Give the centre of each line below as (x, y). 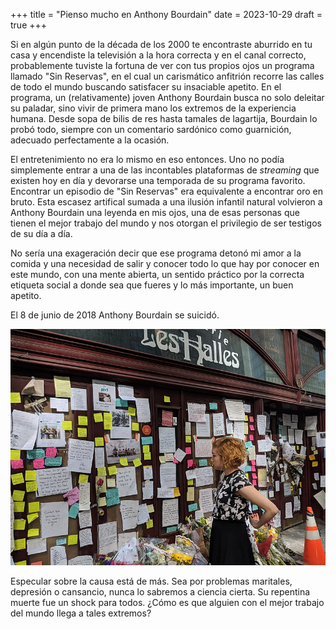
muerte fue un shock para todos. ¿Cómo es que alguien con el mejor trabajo (167, 602)
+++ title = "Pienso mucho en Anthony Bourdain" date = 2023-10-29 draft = (166, 14)
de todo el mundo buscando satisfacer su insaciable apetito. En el (146, 87)
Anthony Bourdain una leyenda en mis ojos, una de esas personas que (155, 212)
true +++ (29, 25)
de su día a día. (41, 233)
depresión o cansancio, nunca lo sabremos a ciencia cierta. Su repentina (160, 592)
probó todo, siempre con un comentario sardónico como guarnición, (151, 129)
